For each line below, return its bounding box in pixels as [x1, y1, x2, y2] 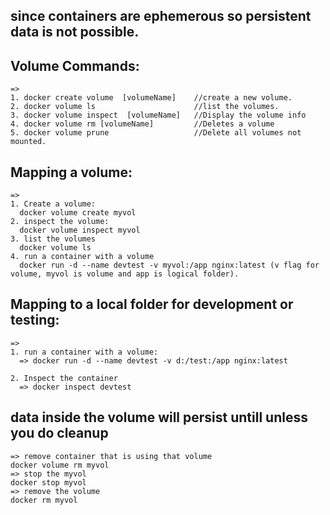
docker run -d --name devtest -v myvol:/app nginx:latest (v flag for [19, 260, 320, 271]
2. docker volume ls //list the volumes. [10, 102, 280, 112]
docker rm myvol [10, 495, 78, 505]
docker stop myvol [10, 477, 87, 488]
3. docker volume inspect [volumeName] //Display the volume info [10, 110, 307, 121]
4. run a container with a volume [10, 252, 155, 262]
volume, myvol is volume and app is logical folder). [10, 269, 240, 279]
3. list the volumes [10, 234, 97, 244]
